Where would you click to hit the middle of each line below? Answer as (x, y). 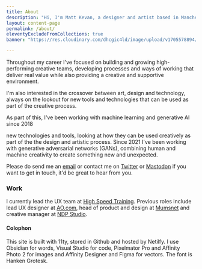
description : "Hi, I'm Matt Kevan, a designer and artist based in (93, 17)
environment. (23, 81)
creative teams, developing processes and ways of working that (115, 69)
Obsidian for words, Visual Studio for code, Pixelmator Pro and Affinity (93, 248)
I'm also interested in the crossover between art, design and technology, (96, 93)
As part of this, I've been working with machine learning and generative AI (98, 117)
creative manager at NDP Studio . (47, 214)
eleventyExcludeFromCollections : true (55, 34)
